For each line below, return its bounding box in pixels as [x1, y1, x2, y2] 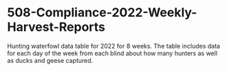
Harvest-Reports [7, 19, 105, 35]
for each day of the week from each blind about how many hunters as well [7, 49, 218, 57]
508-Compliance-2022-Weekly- [7, 5, 197, 20]
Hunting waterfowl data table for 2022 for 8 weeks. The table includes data [7, 42, 220, 50]
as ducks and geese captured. [7, 56, 94, 64]
